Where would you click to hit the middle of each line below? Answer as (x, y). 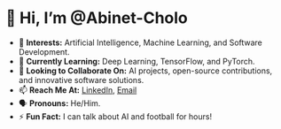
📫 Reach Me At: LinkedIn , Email (78, 90)
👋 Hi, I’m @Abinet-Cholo (97, 18)
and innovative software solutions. (81, 80)
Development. (44, 51)
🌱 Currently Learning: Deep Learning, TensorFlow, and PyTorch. (137, 61)
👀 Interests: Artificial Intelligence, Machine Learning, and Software (140, 42)
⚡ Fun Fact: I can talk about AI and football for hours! (115, 116)
